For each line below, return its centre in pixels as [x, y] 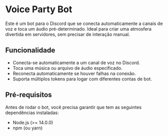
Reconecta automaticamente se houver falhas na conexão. [74, 73]
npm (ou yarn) [27, 128]
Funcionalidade [30, 50]
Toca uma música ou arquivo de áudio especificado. [67, 68]
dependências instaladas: [32, 113]
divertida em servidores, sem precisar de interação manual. [68, 34]
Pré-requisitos [29, 95]
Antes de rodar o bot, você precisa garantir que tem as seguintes [73, 107]
